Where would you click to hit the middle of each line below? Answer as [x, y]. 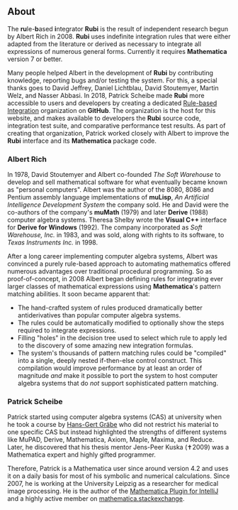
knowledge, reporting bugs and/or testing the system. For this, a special [112, 80]
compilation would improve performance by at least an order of [110, 368]
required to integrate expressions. [67, 330]
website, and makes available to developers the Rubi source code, [104, 118]
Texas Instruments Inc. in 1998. [52, 243]
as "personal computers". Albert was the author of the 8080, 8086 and [110, 190]
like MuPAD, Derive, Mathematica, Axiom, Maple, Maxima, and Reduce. [111, 440]
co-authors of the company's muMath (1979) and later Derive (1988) [108, 212]
